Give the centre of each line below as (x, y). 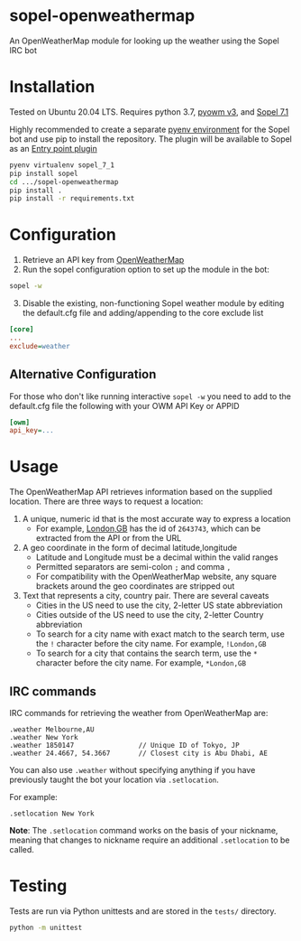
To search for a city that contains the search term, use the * (147, 653)
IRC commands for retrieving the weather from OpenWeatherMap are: (139, 713)
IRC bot (23, 50)
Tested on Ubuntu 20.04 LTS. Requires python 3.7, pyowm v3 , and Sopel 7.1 (149, 112)
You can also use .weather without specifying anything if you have (132, 770)
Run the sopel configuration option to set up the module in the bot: (146, 270)
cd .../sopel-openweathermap (64, 182)
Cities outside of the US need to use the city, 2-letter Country (150, 615)
